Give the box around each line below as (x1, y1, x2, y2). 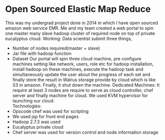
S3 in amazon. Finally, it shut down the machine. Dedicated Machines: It (12, 82, 160, 88)
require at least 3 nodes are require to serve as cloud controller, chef (12, 87, 153, 93)
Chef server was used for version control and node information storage (12, 129, 159, 135)
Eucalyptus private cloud (12, 124, 64, 130)
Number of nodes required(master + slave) (12, 45, 100, 51)
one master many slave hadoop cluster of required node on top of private (5, 30, 156, 36)
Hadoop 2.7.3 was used (12, 119, 61, 125)
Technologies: (12, 103, 42, 109)
